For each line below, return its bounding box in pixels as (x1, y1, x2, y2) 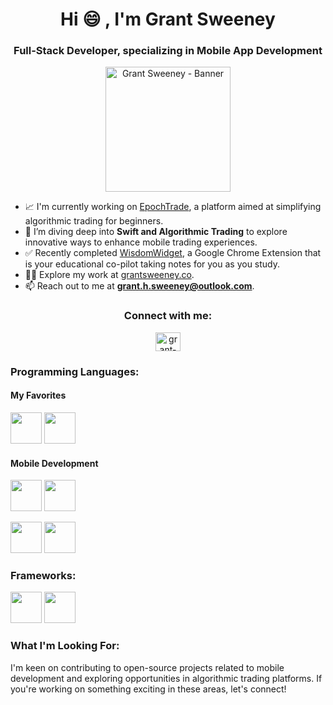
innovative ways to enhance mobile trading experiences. (24, 236, 258, 248)
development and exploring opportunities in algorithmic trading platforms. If (10, 672, 323, 684)
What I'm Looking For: (10, 639, 120, 653)
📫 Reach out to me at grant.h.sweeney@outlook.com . (24, 280, 255, 292)
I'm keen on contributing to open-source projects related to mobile (10, 661, 285, 673)
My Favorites (10, 389, 67, 402)
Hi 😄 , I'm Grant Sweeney (60, 8, 276, 31)
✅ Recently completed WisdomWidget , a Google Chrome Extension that (24, 247, 322, 259)
